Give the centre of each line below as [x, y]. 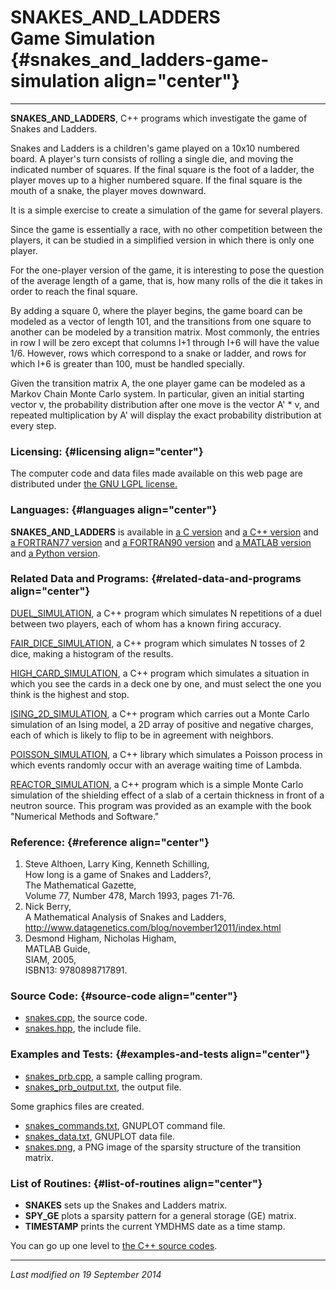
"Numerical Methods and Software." [85, 816]
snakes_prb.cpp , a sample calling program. [113, 1076]
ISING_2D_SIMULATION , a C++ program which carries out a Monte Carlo [160, 713]
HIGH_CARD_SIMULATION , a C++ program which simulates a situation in [160, 673]
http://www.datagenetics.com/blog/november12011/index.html [153, 928]
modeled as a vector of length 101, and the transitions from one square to [161, 321]
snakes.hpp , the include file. [83, 1028]
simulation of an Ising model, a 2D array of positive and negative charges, [162, 724]
